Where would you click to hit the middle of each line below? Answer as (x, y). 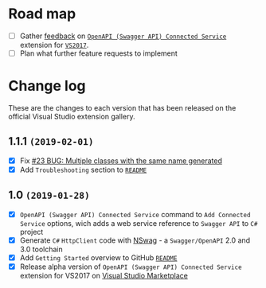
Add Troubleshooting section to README (83, 169)
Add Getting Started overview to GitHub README (98, 257)
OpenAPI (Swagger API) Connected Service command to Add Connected (135, 214)
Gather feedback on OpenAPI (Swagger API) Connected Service (123, 36)
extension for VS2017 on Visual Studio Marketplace (104, 276)
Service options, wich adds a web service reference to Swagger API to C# (139, 223)
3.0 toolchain (41, 249)
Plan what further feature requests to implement (98, 53)
